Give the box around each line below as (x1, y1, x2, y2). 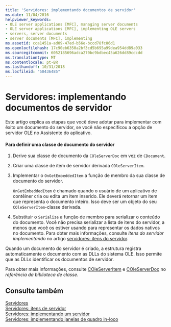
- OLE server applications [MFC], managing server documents (5, 21, 138, 27)
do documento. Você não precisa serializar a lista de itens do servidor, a (12, 219, 165, 225)
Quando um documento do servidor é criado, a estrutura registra (5, 245, 141, 251)
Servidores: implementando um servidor (5, 311, 90, 317)
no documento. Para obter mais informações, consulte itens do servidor (12, 230, 164, 236)
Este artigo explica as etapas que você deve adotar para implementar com (5, 118, 162, 125)
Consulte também (5, 286, 64, 295)
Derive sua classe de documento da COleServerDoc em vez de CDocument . (12, 153, 166, 159)
